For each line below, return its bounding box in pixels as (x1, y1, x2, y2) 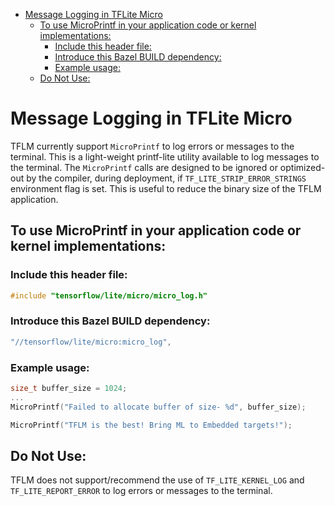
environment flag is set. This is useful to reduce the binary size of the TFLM (10, 182, 322, 194)
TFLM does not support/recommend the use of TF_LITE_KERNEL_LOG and (10, 474, 305, 486)
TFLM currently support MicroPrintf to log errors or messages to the (10, 140, 295, 152)
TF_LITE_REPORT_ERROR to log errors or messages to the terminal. (10, 485, 273, 497)
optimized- (279, 161, 326, 173)
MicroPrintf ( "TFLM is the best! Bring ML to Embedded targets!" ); (10, 420, 293, 430)
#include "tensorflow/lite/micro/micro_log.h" (10, 290, 208, 301)
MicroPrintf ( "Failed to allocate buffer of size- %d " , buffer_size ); (10, 402, 307, 412)
